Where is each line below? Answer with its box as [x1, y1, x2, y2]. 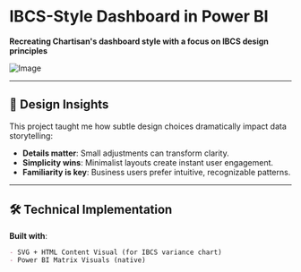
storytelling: [9, 130, 54, 140]
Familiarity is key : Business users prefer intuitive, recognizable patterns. [21, 166, 291, 177]
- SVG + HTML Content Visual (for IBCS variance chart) [9, 248, 222, 257]
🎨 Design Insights [9, 97, 109, 113]
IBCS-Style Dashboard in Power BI [9, 6, 269, 27]
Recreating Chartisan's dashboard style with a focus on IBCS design [9, 36, 269, 47]
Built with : [9, 230, 47, 241]
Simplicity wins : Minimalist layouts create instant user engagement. [21, 157, 274, 167]
